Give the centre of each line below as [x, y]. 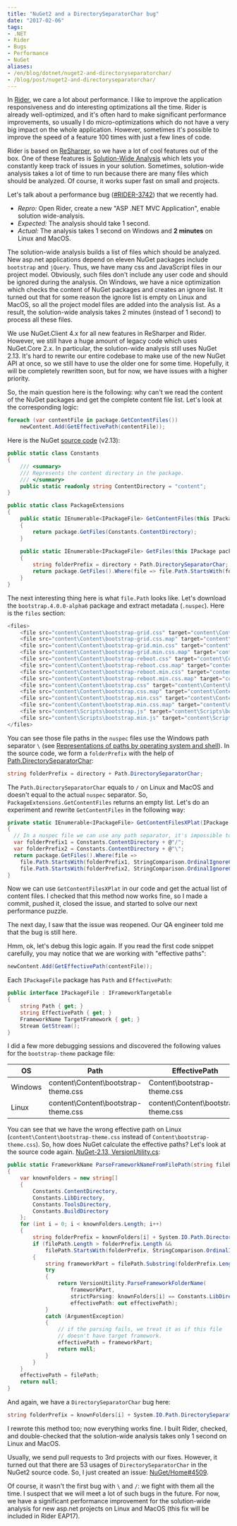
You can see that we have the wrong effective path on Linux [95, 1129]
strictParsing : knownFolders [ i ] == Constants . [140, 1296]
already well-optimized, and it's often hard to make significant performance [117, 115]
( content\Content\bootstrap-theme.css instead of [79, 1137]
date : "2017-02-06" [36, 21]
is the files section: [36, 613]
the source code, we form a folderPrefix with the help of [91, 753]
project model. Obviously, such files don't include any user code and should [117, 275]
